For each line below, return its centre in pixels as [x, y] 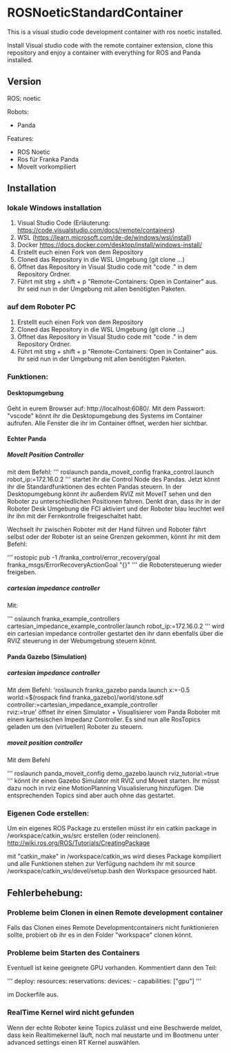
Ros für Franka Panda [48, 159]
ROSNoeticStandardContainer [95, 13]
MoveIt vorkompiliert [47, 167]
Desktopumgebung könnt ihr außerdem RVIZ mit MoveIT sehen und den [109, 494]
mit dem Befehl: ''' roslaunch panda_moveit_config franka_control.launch [111, 472]
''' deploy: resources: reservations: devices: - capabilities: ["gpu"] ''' [104, 981]
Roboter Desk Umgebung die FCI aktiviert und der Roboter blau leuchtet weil [116, 509]
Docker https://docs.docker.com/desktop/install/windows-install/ [109, 245]
